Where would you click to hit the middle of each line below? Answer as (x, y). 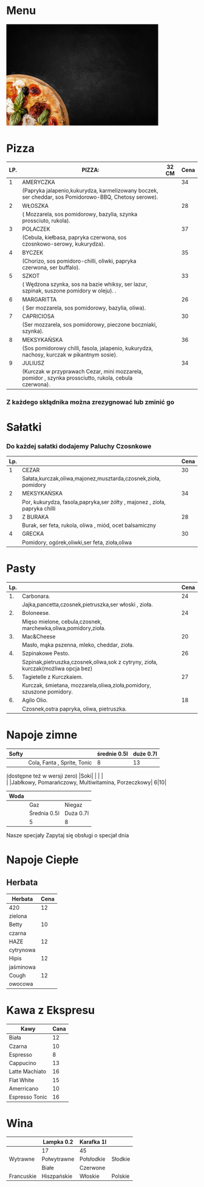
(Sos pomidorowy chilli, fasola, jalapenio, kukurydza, (88, 348)
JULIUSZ (33, 363)
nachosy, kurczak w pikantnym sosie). (70, 355)
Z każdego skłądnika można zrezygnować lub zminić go (90, 402)
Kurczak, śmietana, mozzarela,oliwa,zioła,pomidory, (87, 686)
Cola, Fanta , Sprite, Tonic (60, 762)
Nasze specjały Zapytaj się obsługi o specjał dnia (68, 835)
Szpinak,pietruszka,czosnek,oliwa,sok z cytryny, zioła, (90, 662)
